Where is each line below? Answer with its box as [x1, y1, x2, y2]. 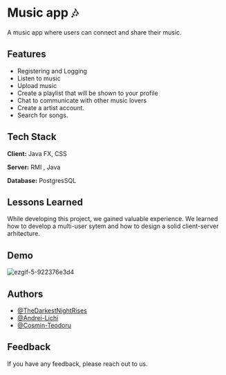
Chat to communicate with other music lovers [17, 96, 147, 105]
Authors [7, 288, 44, 299]
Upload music [17, 81, 57, 89]
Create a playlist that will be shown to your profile [17, 89, 159, 97]
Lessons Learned [7, 196, 83, 208]
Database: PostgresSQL [7, 176, 77, 184]
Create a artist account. [17, 103, 85, 112]
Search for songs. [17, 111, 68, 119]
